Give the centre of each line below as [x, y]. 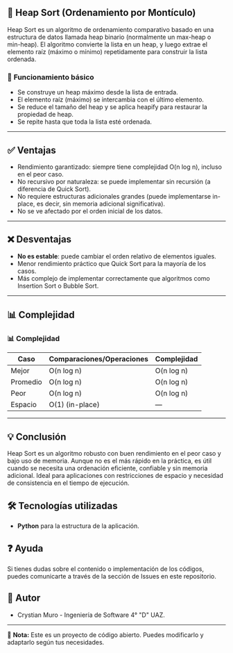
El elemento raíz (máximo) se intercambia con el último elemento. [111, 100]
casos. [27, 271]
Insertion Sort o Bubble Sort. [58, 286]
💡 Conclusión [37, 437]
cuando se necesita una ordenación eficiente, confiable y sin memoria [107, 468]
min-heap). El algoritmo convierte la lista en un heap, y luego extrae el [107, 44]
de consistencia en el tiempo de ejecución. [68, 483]
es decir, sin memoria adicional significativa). [101, 204]
